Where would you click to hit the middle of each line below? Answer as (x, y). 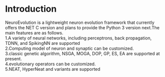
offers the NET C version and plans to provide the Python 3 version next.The (82, 27)
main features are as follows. (34, 33)
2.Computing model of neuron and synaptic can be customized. (69, 48)
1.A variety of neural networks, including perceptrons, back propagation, (78, 38)
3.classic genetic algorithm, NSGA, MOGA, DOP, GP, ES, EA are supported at (82, 53)
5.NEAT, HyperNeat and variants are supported (53, 69)
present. (14, 58)
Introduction (31, 9)
